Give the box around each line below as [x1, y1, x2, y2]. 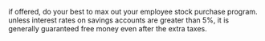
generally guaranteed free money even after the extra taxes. [8, 24, 207, 33]
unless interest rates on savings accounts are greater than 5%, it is [8, 15, 230, 25]
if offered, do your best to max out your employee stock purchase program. [8, 7, 259, 16]
